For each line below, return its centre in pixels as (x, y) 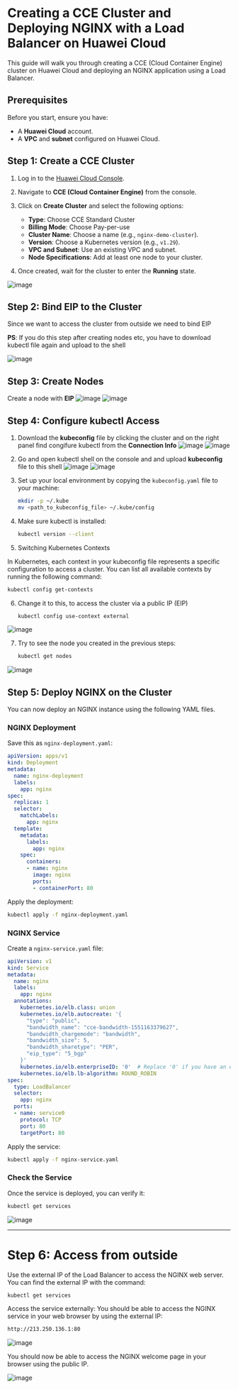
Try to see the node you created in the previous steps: (96, 643)
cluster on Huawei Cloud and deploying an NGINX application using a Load (117, 70)
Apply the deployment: (41, 901)
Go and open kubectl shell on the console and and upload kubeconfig (120, 459)
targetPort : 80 (42, 1133)
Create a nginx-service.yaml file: (56, 948)
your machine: (39, 488)
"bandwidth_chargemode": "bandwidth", (83, 1034)
